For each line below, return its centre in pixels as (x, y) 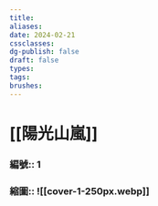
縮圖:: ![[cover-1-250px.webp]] (79, 191)
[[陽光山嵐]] (54, 134)
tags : (20, 77)
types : (22, 69)
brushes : (26, 86)
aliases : (26, 26)
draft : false (34, 60)
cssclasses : (32, 43)
